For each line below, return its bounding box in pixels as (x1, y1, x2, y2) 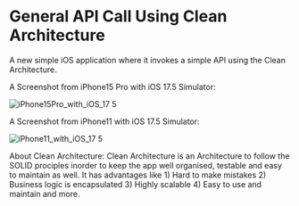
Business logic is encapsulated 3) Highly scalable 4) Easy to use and (9, 178, 262, 189)
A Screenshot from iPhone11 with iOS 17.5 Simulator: (9, 116, 200, 127)
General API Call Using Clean (9, 6, 228, 27)
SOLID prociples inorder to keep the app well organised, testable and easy (9, 160, 283, 170)
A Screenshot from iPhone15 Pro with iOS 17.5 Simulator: (9, 81, 216, 92)
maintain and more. (9, 188, 80, 199)
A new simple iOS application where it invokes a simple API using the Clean (9, 54, 286, 65)
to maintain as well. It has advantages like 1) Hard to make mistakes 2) (9, 169, 267, 180)
